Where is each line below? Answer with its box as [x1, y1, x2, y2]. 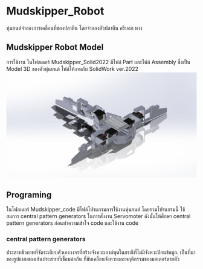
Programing [6, 190, 52, 200]
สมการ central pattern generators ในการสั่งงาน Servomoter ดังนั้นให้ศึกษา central [6, 213, 191, 220]
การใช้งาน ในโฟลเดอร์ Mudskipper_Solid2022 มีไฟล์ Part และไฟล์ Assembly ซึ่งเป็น [6, 58, 190, 65]
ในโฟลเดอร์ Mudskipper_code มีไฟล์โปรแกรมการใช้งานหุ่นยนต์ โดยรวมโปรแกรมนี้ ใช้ [6, 206, 185, 213]
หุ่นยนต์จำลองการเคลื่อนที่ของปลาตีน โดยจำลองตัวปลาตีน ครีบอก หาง [6, 24, 143, 32]
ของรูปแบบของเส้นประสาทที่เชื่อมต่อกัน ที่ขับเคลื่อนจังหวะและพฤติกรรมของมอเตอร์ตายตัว [6, 256, 180, 263]
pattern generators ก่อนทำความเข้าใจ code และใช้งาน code [6, 219, 139, 227]
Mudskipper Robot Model [6, 42, 104, 53]
